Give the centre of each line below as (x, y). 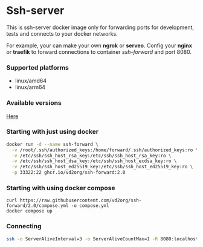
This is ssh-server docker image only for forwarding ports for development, (100, 27)
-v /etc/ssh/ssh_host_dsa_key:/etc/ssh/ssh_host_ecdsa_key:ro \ (94, 161)
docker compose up (29, 211)
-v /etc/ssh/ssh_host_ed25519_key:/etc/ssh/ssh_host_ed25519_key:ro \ (102, 167)
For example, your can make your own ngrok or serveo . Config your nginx (99, 45)
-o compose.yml (90, 206)
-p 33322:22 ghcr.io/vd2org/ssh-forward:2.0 (69, 173)
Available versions (34, 103)
